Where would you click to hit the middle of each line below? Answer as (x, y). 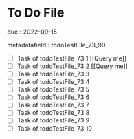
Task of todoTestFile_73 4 (53, 82)
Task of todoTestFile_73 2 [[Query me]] (72, 66)
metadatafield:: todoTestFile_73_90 (56, 45)
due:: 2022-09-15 (32, 32)
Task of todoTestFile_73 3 (53, 74)
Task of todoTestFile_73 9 (53, 120)
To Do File (36, 13)
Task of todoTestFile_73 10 (55, 128)
